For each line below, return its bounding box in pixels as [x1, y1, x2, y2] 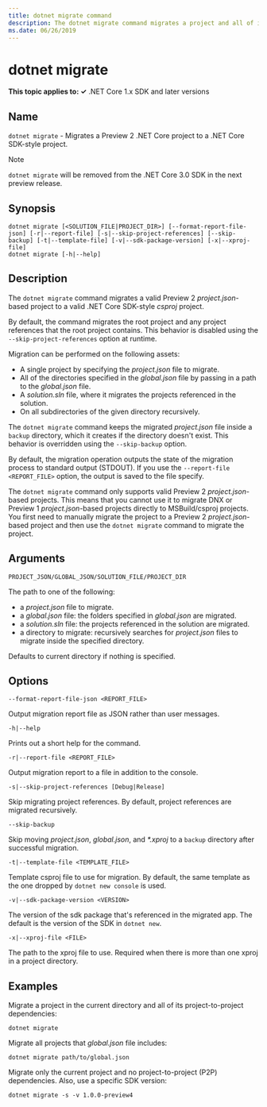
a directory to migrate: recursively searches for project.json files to [19, 627, 238, 637]
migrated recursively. [8, 805, 78, 815]
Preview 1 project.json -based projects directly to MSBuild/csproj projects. [8, 503, 249, 513]
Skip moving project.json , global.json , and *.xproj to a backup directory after [8, 835, 254, 844]
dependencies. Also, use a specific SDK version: [8, 1076, 167, 1086]
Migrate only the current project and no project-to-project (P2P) [8, 1067, 218, 1077]
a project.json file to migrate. [19, 602, 114, 611]
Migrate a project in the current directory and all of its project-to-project [8, 1001, 244, 1010]
